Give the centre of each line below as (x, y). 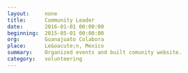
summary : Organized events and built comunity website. (95, 53)
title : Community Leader (51, 20)
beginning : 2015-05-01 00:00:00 (56, 33)
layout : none (32, 14)
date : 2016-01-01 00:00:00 (56, 26)
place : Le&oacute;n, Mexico (56, 46)
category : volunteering (45, 59)
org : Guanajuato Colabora (56, 40)
